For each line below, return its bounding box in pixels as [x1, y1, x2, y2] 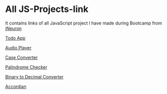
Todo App [5, 35, 26, 41]
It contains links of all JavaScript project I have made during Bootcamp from [5, 20, 162, 26]
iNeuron [5, 25, 22, 31]
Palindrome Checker [5, 64, 48, 70]
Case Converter [5, 54, 38, 60]
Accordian [5, 83, 27, 89]
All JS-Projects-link [5, 3, 89, 15]
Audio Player [5, 44, 32, 50]
